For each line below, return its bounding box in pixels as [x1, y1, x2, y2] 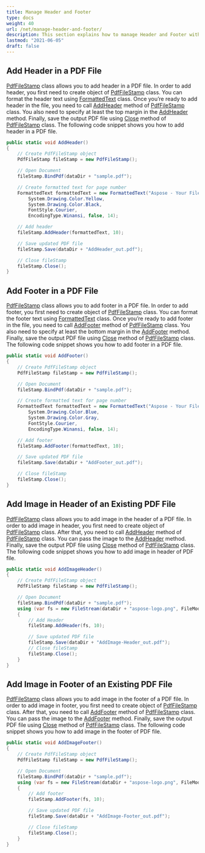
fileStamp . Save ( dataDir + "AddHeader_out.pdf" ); [17, 246, 143, 252]
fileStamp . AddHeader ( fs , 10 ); [28, 623, 105, 629]
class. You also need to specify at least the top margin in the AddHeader [6, 108, 188, 115]
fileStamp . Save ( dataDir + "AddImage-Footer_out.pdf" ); [28, 813, 171, 819]
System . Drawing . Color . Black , [28, 201, 103, 208]
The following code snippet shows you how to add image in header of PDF [6, 547, 194, 555]
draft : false [6, 43, 40, 50]
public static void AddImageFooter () [6, 740, 103, 746]
